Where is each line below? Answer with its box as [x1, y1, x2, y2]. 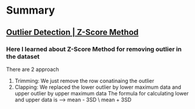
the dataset [6, 52, 40, 60]
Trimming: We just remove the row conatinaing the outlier [14, 77, 155, 84]
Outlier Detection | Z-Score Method [6, 27, 139, 37]
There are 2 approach [6, 66, 59, 73]
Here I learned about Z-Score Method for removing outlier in [6, 45, 182, 53]
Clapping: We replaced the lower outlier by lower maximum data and [14, 84, 181, 91]
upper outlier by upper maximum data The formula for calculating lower [14, 89, 189, 97]
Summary [6, 4, 55, 17]
